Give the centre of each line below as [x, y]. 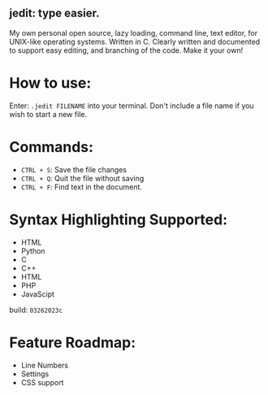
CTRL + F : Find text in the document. [82, 187]
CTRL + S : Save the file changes [73, 169]
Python [33, 250]
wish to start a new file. [48, 114]
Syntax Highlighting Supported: [119, 219]
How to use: [50, 83]
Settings [35, 374]
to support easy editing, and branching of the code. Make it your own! [126, 50]
